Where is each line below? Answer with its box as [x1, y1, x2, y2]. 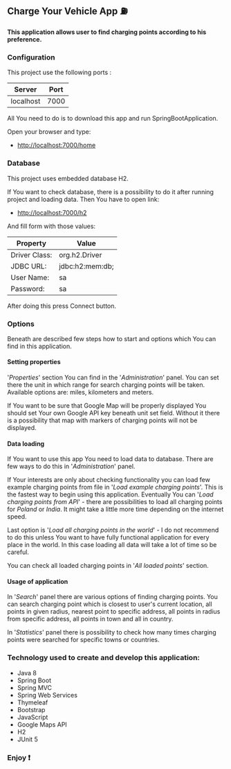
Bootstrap [17, 705, 46, 714]
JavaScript [17, 713, 48, 721]
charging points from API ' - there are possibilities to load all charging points [7, 498, 223, 506]
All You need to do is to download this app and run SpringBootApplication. [7, 114, 219, 123]
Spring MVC [17, 683, 53, 691]
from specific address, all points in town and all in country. [7, 615, 174, 623]
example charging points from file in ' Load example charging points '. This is [7, 483, 223, 492]
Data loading [7, 439, 45, 448]
